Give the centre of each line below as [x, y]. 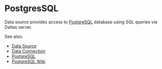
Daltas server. [18, 27]
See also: [14, 36]
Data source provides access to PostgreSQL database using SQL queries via [81, 22]
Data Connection [28, 51]
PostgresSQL [32, 9]
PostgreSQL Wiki [28, 61]
